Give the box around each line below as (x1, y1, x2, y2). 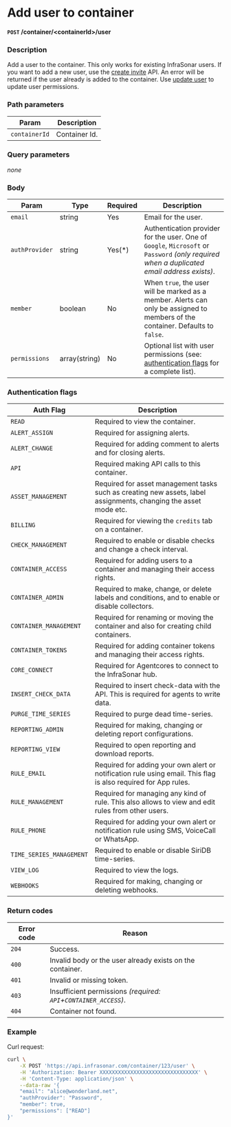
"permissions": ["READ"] (19, 1108, 91, 1115)
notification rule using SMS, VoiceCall (95, 826, 217, 836)
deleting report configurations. (95, 729, 194, 739)
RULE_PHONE (10, 827, 46, 834)
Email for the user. (144, 213, 203, 222)
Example (7, 1027, 37, 1037)
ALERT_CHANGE (10, 444, 54, 453)
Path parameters (7, 100, 64, 110)
